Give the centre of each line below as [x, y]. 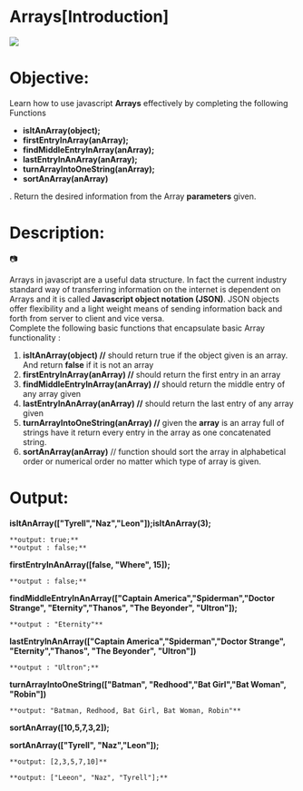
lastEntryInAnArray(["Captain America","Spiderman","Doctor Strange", [147, 641]
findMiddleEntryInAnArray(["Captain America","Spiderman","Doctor [142, 598]
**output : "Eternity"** [56, 624]
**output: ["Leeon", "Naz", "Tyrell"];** [89, 777]
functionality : [35, 337]
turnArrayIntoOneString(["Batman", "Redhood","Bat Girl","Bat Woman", [148, 684]
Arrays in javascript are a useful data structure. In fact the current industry [148, 280]
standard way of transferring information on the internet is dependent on [145, 289]
